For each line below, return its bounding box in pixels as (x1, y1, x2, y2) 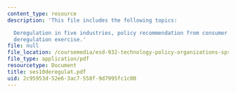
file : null (7, 43, 39, 50)
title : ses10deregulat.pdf (7, 68, 86, 76)
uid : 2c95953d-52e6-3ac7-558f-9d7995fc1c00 (7, 75, 137, 82)
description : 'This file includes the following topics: (7, 17, 178, 24)
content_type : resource (7, 10, 77, 17)
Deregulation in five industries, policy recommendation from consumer (13, 29, 228, 36)
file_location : (7, 49, 52, 56)
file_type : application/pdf (7, 55, 90, 63)
